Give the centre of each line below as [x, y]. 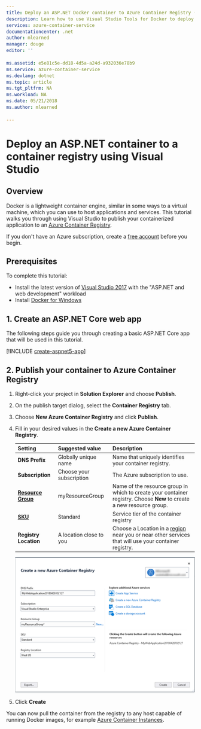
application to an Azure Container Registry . [59, 225]
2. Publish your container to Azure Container [91, 370]
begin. [14, 243]
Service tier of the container [147, 514]
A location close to [80, 535]
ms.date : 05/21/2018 [32, 101]
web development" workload [51, 294]
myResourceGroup [81, 496]
